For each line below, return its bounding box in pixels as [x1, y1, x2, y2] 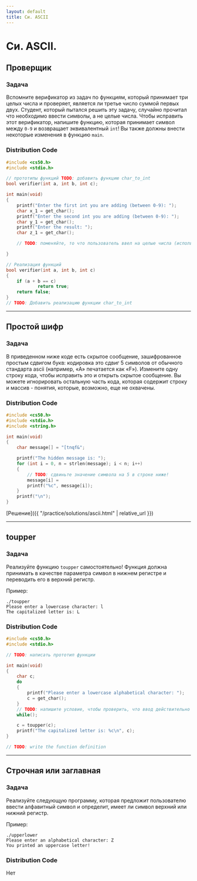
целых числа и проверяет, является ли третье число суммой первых [6, 100, 179, 107]
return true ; [37, 284, 69, 290]
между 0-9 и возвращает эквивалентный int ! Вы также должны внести [6, 125, 185, 132]
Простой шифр [6, 322, 63, 332]
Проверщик [6, 63, 52, 73]
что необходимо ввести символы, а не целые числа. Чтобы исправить [6, 112, 184, 119]
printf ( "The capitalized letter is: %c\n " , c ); [16, 728, 135, 734]
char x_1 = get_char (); [16, 208, 75, 214]
